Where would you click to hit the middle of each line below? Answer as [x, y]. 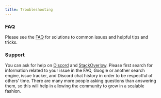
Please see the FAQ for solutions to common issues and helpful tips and [77, 37]
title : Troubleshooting [29, 9]
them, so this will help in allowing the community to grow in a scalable [75, 86]
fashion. [13, 91]
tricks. [11, 42]
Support [15, 55]
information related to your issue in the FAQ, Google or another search [75, 70]
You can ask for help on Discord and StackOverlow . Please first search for [79, 65]
